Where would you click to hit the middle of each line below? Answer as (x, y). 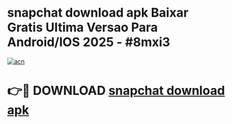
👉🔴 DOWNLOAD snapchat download (116, 91)
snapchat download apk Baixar (98, 13)
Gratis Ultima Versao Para (82, 27)
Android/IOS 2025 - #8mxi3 (89, 42)
